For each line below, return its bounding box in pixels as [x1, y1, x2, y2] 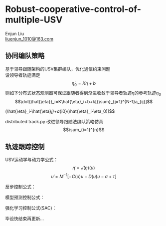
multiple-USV [5, 14, 63, 25]
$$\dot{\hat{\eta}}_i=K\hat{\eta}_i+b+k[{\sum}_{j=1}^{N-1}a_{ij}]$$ [14, 99, 153, 105]
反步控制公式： [5, 184, 36, 190]
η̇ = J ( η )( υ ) [72, 165, 95, 171]
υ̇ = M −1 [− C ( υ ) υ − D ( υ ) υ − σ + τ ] [51, 173, 117, 179]
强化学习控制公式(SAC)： [5, 205, 57, 211]
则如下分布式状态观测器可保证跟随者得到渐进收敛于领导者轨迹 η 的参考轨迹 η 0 [5, 90, 161, 97]
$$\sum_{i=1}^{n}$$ [63, 127, 105, 133]
